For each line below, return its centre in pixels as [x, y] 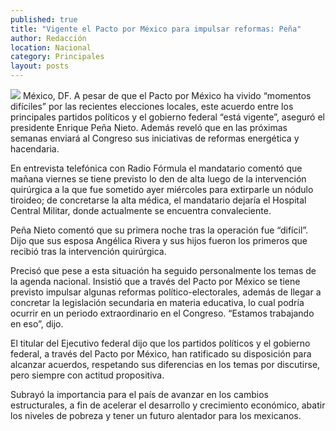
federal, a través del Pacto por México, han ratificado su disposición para [161, 354]
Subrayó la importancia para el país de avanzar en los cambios [139, 394]
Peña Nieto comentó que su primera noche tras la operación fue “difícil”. [159, 230]
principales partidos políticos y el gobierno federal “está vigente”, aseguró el [167, 117]
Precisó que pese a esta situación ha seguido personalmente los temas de [163, 270]
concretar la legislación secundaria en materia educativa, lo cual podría [157, 302]
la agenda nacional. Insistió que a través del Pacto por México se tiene [155, 281]
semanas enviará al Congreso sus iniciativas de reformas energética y [155, 138]
